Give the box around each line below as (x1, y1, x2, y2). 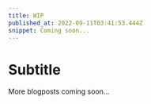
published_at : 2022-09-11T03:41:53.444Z (8, 19, 144, 27)
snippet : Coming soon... (8, 26, 90, 34)
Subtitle (8, 60, 61, 79)
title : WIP (8, 11, 44, 20)
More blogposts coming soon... (8, 87, 110, 96)
